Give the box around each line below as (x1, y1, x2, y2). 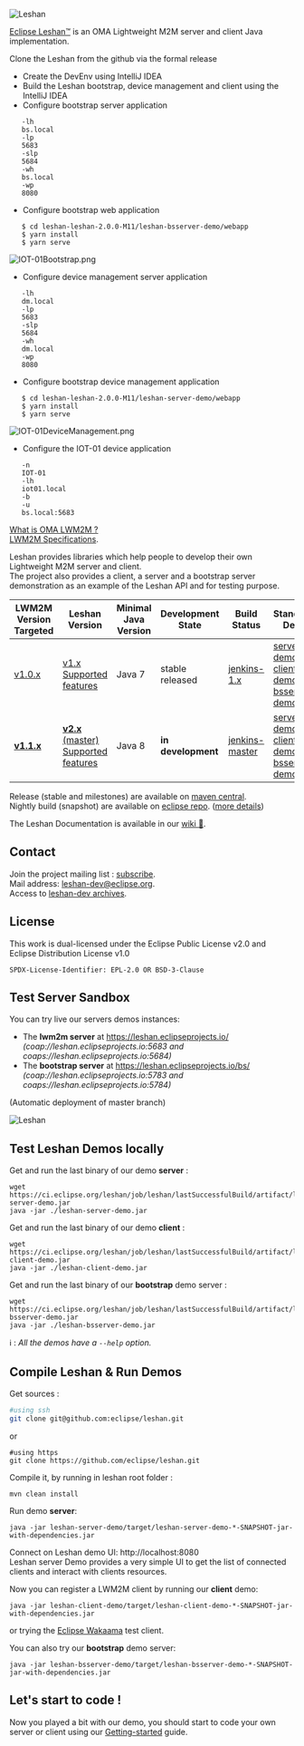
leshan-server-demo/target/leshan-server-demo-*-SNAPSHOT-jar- (49, 1523, 294, 1532)
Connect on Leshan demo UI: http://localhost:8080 (9, 1547, 199, 1557)
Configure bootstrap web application (22, 205, 160, 215)
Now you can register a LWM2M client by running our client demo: (9, 1583, 259, 1595)
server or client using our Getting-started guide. (9, 1726, 188, 1737)
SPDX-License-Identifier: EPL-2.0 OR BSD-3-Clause (9, 965, 204, 975)
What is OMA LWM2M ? (9, 524, 99, 535)
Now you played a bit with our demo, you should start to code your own (9, 1716, 276, 1727)
